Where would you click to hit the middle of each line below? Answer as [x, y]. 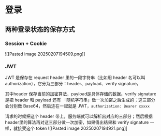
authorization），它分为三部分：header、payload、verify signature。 [73, 84]
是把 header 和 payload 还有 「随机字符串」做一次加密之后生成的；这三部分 [80, 100]
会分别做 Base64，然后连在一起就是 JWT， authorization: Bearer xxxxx [77, 106]
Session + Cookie [26, 43]
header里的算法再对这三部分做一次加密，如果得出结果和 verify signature [77, 122]
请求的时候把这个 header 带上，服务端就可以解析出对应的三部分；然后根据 [79, 116]
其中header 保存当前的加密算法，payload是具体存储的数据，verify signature [81, 94]
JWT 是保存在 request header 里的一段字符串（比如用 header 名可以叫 [75, 77]
